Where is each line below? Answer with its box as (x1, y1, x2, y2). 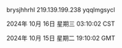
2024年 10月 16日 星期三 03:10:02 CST (6, 20, 115, 28)
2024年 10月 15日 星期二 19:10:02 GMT (6, 34, 116, 42)
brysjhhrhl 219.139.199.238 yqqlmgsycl (6, 6, 116, 14)
